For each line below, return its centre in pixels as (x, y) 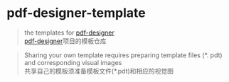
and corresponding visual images (73, 62)
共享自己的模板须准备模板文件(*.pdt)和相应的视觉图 (99, 71)
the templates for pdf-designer (69, 33)
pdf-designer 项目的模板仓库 (65, 41)
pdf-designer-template (76, 13)
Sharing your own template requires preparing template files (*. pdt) (123, 55)
